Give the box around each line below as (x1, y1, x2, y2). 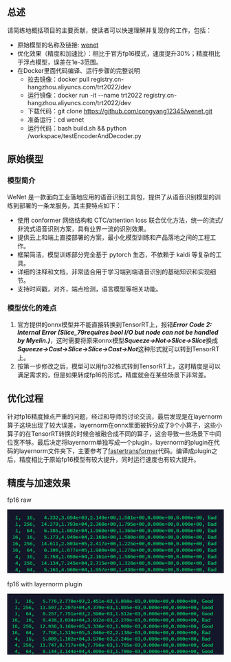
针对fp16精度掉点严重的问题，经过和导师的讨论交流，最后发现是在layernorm (7, 412, 223, 421)
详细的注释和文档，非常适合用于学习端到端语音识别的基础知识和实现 (16, 267, 210, 276)
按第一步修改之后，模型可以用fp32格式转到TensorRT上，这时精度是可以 (16, 362, 221, 370)
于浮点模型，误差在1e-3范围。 (16, 58, 102, 66)
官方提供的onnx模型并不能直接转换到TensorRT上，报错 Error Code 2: (16, 320, 212, 329)
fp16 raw (7, 496, 32, 504)
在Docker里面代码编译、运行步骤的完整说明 (16, 66, 141, 74)
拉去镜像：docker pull (27, 75, 89, 83)
